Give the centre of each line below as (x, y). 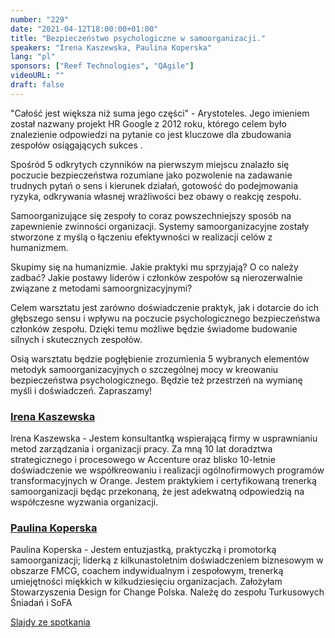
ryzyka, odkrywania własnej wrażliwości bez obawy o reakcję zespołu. (156, 196)
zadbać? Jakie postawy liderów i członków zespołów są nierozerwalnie (156, 277)
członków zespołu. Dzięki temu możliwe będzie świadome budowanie (154, 328)
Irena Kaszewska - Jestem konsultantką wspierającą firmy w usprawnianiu (164, 438)
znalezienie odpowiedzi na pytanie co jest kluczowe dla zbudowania (151, 134)
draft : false (37, 85)
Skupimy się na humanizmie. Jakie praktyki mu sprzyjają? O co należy (154, 267)
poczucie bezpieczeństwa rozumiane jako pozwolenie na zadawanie (151, 175)
